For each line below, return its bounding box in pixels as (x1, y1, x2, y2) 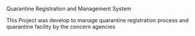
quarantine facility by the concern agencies (6, 23, 116, 30)
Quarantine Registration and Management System (6, 5, 132, 12)
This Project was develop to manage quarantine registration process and (6, 17, 189, 23)
